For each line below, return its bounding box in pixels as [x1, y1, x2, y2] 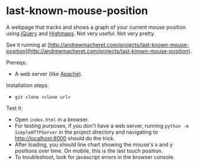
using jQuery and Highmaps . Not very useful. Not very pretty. [6, 29, 155, 36]
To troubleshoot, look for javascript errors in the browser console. [14, 153, 175, 160]
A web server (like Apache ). [14, 70, 83, 77]
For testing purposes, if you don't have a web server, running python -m [14, 122, 189, 129]
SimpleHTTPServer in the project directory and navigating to [14, 128, 158, 135]
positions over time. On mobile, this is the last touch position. [14, 147, 164, 154]
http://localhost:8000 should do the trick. [14, 134, 115, 142]
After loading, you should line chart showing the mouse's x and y [14, 141, 173, 148]
